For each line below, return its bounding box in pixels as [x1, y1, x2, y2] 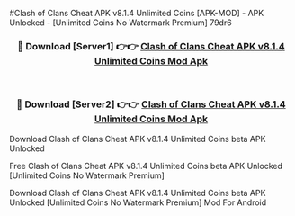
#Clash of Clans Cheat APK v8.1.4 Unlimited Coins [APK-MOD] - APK [9, 8, 264, 18]
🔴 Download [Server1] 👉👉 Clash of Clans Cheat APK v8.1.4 [17, 40, 285, 52]
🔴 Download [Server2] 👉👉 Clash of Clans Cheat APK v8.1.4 [16, 98, 286, 111]
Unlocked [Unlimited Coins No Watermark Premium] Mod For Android [9, 197, 267, 208]
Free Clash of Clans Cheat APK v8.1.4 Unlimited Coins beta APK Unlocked [9, 160, 283, 171]
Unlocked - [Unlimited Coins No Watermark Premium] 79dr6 [9, 17, 232, 28]
